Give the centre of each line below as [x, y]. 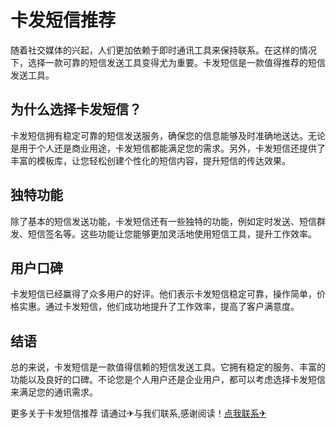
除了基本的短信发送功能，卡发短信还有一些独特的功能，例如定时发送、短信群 [168, 221]
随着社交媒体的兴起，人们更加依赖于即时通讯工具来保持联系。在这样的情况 [163, 50]
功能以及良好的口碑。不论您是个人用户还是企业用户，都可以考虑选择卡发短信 [168, 380]
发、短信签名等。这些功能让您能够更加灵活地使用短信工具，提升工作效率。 [163, 233]
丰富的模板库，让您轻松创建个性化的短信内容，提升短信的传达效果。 [150, 160]
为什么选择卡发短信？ [76, 109]
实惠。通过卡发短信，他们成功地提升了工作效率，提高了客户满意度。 [159, 307]
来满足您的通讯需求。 [54, 392]
